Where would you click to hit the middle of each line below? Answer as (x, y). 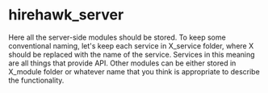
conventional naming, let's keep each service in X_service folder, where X (131, 45)
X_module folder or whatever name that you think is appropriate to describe (134, 71)
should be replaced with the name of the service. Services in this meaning (132, 54)
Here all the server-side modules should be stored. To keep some (117, 37)
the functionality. (36, 80)
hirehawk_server (66, 15)
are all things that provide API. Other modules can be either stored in (122, 63)
